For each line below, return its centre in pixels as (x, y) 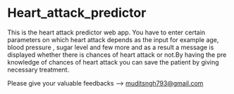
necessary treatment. (38, 69)
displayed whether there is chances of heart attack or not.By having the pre (117, 55)
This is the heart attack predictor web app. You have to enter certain (106, 32)
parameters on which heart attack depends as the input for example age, (113, 39)
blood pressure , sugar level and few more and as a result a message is (111, 47)
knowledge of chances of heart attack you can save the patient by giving (113, 62)
